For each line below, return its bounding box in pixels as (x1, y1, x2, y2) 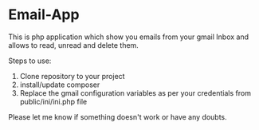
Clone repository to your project (19, 71, 125, 81)
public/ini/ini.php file (19, 97, 88, 106)
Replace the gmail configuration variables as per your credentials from (19, 88, 251, 97)
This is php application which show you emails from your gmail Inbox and (8, 32, 249, 41)
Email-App (8, 6, 80, 24)
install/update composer (19, 80, 100, 89)
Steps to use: (8, 56, 52, 65)
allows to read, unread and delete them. (8, 40, 139, 49)
